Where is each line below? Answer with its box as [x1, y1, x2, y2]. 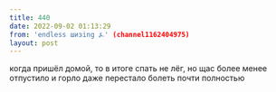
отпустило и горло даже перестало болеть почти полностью [9, 73, 245, 84]
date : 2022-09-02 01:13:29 [9, 22, 111, 31]
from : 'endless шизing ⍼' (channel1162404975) [9, 30, 190, 39]
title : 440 [9, 13, 51, 23]
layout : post [9, 38, 59, 48]
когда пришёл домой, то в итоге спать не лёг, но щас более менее [9, 63, 268, 74]
